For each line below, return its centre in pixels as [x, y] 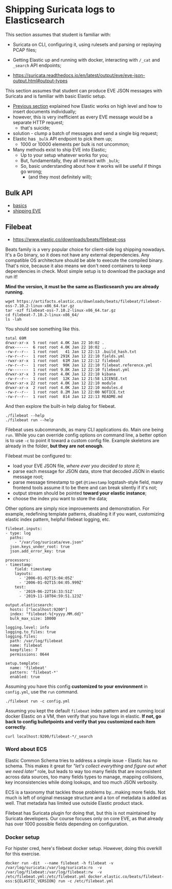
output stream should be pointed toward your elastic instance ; [80, 493]
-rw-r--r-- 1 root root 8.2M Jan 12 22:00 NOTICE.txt [65, 392]
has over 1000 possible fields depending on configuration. [67, 824]
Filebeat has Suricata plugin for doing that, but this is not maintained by [81, 813]
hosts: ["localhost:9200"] [39, 609]
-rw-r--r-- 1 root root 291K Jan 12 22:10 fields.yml [65, 356]
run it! [12, 276]
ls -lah [14, 319]
